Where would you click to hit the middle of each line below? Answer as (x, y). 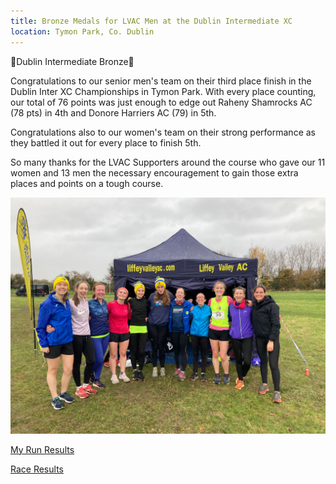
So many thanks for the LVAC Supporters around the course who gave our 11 (168, 162)
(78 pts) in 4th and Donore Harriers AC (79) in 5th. (113, 112)
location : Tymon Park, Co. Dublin (82, 31)
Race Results (37, 469)
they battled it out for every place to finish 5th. (106, 142)
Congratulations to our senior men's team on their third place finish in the (161, 81)
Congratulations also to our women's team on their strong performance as (163, 132)
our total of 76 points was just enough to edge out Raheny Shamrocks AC (161, 102)
